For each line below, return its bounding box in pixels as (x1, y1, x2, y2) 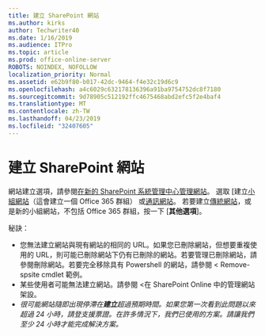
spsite (19, 269, 40, 279)
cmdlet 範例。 (41, 269, 87, 279)
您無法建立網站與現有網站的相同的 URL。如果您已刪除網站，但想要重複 (19, 239, 251, 250)
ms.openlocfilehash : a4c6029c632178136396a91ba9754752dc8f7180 (8, 85, 221, 94)
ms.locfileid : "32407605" (8, 122, 93, 130)
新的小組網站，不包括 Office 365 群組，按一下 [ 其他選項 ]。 (14, 206, 206, 216)
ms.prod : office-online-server (8, 56, 112, 64)
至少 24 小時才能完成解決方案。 (19, 319, 123, 329)
